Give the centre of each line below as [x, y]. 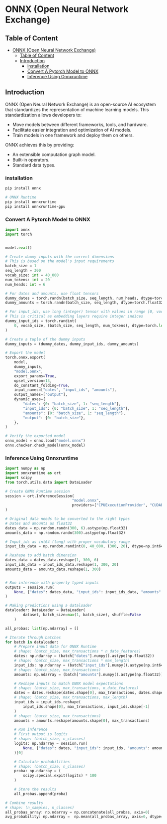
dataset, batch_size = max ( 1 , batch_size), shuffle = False [82, 615]
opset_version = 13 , [33, 381]
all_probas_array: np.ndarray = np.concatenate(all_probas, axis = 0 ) [78, 812]
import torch [19, 234]
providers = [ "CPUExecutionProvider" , [110, 505]
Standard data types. [34, 165]
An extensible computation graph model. [54, 154]
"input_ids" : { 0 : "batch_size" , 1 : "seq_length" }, [77, 408]
